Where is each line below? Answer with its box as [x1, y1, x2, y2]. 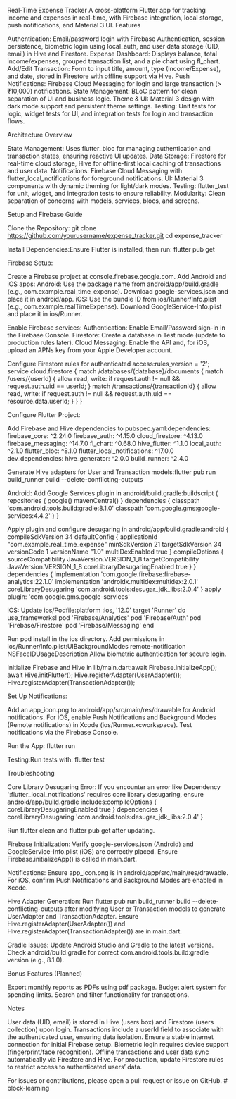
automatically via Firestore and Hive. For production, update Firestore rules [7, 1055, 224, 1063]
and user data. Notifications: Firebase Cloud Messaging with [7, 167, 183, 175]
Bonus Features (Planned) [7, 969, 83, 978]
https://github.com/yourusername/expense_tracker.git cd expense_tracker [7, 232, 223, 240]
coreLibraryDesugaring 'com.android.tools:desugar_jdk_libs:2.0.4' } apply [7, 585, 221, 593]
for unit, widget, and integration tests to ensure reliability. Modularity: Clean [7, 190, 225, 197]
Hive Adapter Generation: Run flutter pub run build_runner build [7, 898, 191, 905]
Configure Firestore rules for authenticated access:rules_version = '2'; [7, 359, 210, 368]
